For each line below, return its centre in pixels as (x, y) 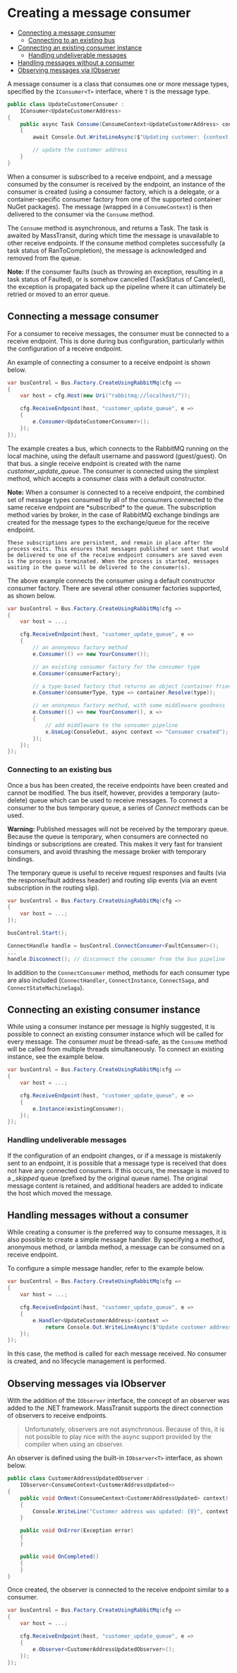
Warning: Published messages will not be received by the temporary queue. (118, 829)
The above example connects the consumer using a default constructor (111, 581)
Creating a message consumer (99, 13)
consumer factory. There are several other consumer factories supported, (115, 588)
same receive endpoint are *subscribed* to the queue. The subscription (112, 507)
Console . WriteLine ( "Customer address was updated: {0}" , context (131, 1511)
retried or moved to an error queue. (59, 294)
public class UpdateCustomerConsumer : (66, 104)
